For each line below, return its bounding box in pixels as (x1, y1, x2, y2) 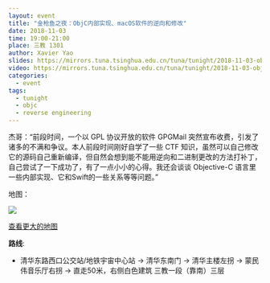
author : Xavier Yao (8, 49, 74, 57)
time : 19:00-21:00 (8, 34, 70, 43)
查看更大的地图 (8, 222, 58, 231)
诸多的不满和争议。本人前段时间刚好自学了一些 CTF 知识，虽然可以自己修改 (8, 142, 259, 151)
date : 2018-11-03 (8, 27, 67, 35)
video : (8, 64, 31, 72)
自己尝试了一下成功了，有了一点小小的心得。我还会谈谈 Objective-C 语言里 (8, 162, 257, 171)
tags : (8, 86, 27, 95)
